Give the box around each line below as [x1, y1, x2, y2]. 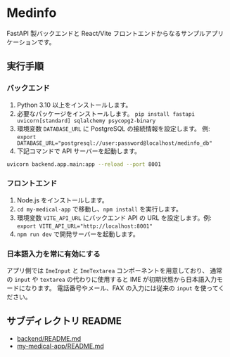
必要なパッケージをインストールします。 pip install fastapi [16, 109, 195, 117]
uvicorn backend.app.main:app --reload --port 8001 [6, 160, 161, 168]
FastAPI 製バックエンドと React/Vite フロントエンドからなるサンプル [6, 29, 205, 37]
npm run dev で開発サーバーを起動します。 [16, 230, 139, 238]
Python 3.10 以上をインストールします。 [16, 100, 132, 109]
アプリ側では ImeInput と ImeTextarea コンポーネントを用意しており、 [6, 266, 209, 275]
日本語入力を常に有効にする [6, 249, 101, 259]
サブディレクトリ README [6, 315, 122, 327]
